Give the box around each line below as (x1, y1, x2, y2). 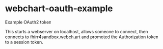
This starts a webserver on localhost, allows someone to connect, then (5, 28, 148, 34)
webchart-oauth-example (5, 3, 113, 14)
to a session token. (5, 39, 43, 45)
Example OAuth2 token (5, 19, 52, 25)
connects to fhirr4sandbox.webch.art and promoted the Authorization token (5, 34, 159, 40)
